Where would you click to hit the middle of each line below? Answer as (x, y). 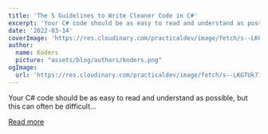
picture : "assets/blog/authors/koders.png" (89, 61)
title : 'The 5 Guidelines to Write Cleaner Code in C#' (103, 16)
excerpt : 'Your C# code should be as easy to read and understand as (126, 23)
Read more (26, 121)
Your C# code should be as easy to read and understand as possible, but (128, 97)
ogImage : (23, 68)
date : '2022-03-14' (41, 30)
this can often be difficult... (53, 106)
